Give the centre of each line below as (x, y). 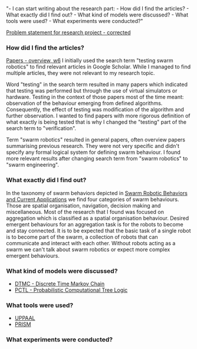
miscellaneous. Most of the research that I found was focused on (85, 212)
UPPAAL (25, 318)
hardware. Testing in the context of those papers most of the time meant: (95, 97)
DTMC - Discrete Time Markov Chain (60, 284)
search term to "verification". (41, 129)
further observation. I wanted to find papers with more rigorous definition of (98, 116)
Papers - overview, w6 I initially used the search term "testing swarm (90, 61)
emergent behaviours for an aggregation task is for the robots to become (95, 224)
